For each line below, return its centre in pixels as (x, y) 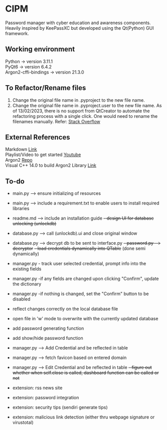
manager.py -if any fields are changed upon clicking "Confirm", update (86, 279)
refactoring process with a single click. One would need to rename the (85, 116)
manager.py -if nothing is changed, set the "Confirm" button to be (80, 294)
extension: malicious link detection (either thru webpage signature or (83, 417)
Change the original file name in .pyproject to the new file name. (79, 100)
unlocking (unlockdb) (34, 224)
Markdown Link (21, 150)
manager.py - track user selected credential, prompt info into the (79, 264)
